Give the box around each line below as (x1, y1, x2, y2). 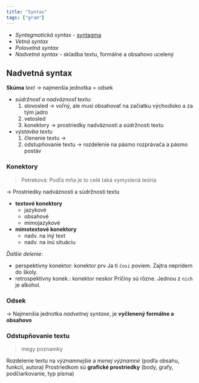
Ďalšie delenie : (6, 250, 44, 258)
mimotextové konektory (15, 225, 77, 233)
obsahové (24, 213, 49, 220)
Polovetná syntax (15, 44, 59, 52)
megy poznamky (21, 345, 64, 353)
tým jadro (24, 108, 48, 116)
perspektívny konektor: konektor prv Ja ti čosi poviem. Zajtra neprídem (15, 262, 193, 269)
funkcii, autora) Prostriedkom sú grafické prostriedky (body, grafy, (6, 364, 174, 371)
